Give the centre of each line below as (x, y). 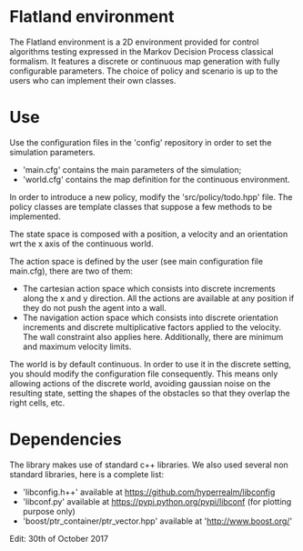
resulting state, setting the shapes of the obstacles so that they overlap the (150, 393)
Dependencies (66, 440)
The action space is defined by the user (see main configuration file (136, 261)
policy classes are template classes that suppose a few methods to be (141, 206)
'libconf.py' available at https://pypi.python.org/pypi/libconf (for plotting (157, 501)
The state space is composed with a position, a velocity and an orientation (149, 234)
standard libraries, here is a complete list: (87, 474)
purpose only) (49, 511)
